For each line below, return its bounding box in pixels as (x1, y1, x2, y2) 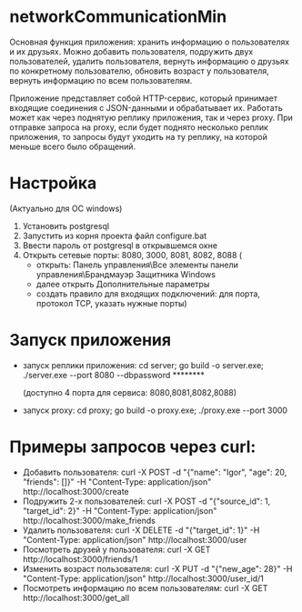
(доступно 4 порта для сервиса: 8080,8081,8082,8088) (22, 386, 237, 397)
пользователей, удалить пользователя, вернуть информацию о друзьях (9, 55, 289, 66)
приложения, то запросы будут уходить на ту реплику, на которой (9, 131, 268, 142)
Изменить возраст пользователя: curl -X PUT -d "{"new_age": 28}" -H (22, 563, 293, 574)
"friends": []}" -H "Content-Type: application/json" (22, 476, 212, 487)
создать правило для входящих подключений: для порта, (35, 288, 261, 299)
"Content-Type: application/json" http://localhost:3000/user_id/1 (22, 573, 264, 584)
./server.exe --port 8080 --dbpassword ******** (22, 369, 205, 380)
